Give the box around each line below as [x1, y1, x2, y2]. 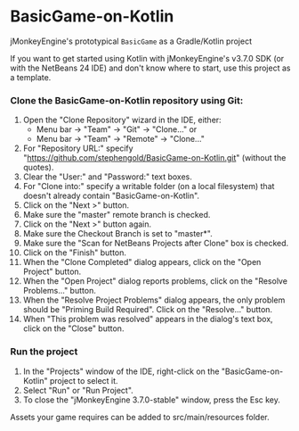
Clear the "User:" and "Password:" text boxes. [22, 171, 192, 182]
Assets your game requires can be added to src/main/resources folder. [10, 411, 270, 422]
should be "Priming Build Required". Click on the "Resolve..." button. [22, 304, 273, 315]
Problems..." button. [22, 286, 96, 296]
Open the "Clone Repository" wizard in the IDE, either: [22, 114, 222, 126]
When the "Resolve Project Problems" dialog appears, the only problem [22, 294, 286, 305]
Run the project [10, 345, 78, 358]
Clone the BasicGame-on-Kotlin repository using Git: [10, 94, 244, 106]
